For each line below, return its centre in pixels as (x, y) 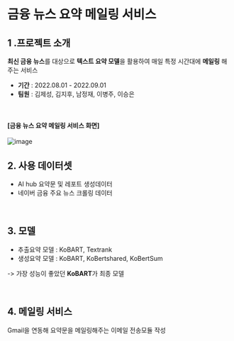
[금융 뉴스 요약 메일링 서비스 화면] (54, 125)
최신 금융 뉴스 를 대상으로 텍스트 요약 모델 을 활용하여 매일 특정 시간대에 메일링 (113, 61)
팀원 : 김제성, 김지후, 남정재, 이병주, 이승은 (76, 94)
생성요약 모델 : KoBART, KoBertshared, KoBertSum (90, 258)
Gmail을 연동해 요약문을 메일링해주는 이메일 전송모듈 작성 (87, 330)
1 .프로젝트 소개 (39, 43)
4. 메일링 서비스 (40, 312)
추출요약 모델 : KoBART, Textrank (65, 250)
